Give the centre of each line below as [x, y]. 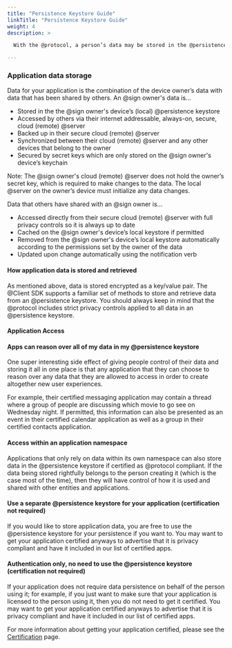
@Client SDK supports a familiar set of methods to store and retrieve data [112, 293]
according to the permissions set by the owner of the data [100, 247]
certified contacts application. [50, 427]
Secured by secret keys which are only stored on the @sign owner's [114, 156]
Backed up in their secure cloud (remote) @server [88, 133]
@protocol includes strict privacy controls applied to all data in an [100, 308]
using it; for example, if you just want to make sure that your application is [112, 594]
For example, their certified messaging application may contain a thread [109, 398]
